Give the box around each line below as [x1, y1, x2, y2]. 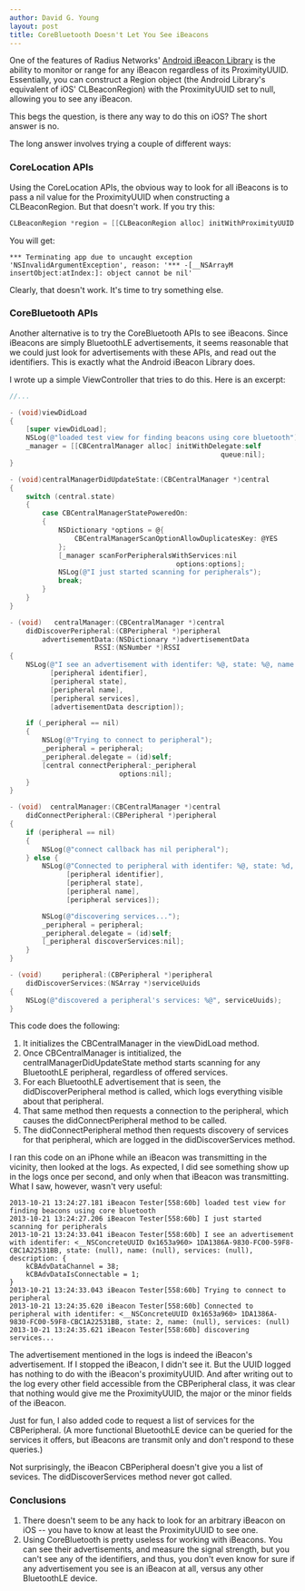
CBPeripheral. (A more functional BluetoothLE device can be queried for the [9, 1425, 293, 1436]
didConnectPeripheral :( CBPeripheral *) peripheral [25, 811, 218, 820]
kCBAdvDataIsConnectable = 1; [25, 1270, 141, 1280]
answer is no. [9, 121, 60, 132]
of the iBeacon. [9, 1398, 66, 1409]
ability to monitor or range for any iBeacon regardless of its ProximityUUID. [9, 64, 289, 75]
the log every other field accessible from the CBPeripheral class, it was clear [9, 1379, 296, 1390]
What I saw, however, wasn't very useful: [9, 1181, 162, 1192]
